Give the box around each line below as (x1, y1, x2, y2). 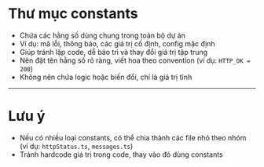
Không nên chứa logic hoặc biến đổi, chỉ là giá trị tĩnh (19, 72, 192, 82)
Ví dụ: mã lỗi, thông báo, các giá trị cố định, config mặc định (19, 38, 215, 48)
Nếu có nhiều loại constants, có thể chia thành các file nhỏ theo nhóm (19, 133, 247, 142)
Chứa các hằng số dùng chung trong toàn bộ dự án (19, 31, 186, 40)
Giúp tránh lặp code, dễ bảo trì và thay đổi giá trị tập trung (19, 47, 208, 56)
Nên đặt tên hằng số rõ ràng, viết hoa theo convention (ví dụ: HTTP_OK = (19, 56, 251, 65)
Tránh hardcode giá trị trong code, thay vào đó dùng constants (19, 150, 224, 159)
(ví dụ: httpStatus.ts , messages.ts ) (19, 141, 134, 151)
